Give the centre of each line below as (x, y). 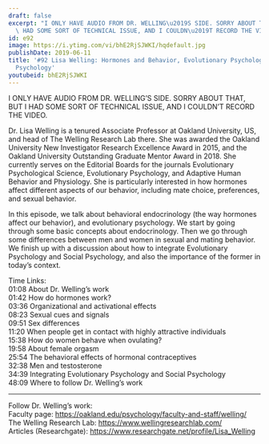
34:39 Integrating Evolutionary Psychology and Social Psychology (117, 374)
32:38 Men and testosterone (55, 366)
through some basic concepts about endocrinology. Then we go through (128, 231)
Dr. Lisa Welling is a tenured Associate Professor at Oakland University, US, (132, 130)
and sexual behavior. (42, 198)
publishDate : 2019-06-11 (50, 53)
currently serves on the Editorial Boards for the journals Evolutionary (121, 164)
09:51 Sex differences (44, 323)
